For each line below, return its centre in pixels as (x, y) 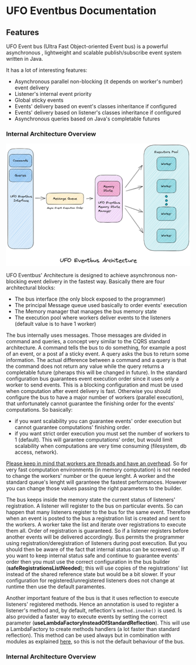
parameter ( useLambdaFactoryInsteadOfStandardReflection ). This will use (98, 623)
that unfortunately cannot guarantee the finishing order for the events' (91, 404)
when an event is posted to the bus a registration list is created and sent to (96, 518)
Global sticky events (39, 100)
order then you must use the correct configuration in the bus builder (88, 562)
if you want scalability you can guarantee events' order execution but (98, 421)
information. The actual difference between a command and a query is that (96, 360)
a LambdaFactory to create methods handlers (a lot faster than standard (93, 629)
